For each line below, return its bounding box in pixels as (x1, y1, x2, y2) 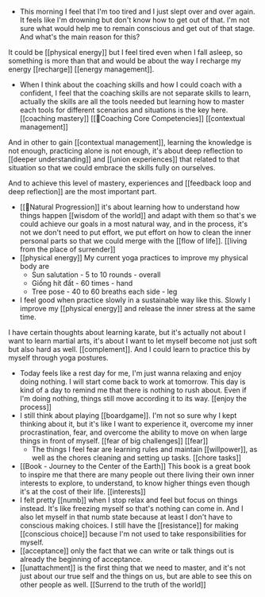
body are (19, 262, 50, 271)
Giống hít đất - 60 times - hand (31, 279, 133, 287)
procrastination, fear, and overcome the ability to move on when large (19, 427, 248, 437)
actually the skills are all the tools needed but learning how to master (19, 97, 244, 106)
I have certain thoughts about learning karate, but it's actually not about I (8, 328, 246, 337)
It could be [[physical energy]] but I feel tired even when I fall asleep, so (8, 48, 244, 57)
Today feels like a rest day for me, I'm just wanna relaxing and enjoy (19, 369, 242, 377)
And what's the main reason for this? (19, 32, 140, 41)
